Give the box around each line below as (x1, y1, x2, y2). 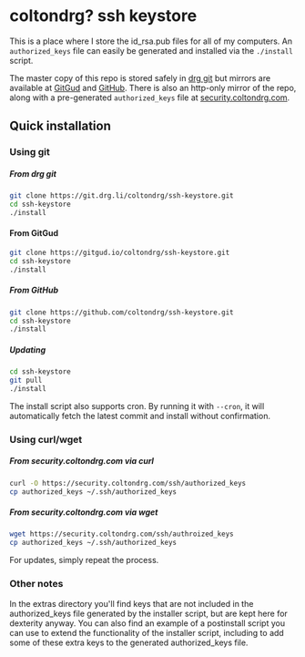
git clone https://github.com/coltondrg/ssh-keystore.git (9, 307, 234, 317)
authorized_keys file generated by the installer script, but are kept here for (9, 608, 289, 619)
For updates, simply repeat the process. (9, 555, 159, 566)
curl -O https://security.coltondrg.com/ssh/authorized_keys (9, 478, 247, 488)
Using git (9, 146, 50, 159)
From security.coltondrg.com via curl (9, 456, 155, 467)
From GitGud (9, 228, 59, 239)
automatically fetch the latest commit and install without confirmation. (9, 410, 271, 421)
